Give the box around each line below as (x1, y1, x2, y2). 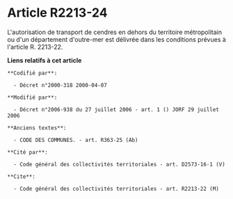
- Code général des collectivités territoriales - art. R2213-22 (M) (13, 185, 219, 192)
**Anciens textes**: (7, 124, 67, 132)
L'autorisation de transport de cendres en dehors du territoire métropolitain (7, 28, 223, 36)
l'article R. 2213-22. (7, 42, 63, 51)
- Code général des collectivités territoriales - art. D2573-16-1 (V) (13, 161, 226, 168)
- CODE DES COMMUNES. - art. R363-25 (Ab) (13, 136, 138, 143)
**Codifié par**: (7, 70, 58, 77)
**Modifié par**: (7, 94, 58, 101)
